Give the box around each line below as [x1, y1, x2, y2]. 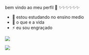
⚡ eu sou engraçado [12, 25, 53, 30]
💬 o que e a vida [12, 19, 44, 25]
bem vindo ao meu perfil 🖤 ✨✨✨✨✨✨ [5, 5, 80, 10]
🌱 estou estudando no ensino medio [12, 14, 84, 20]
